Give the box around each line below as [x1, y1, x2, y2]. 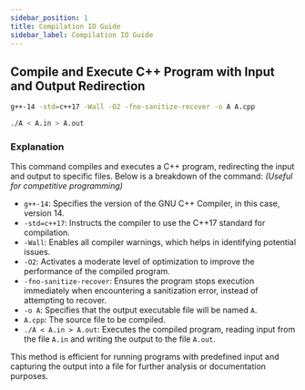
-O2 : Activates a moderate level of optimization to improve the [23, 256, 255, 267]
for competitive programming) [10, 180, 124, 191]
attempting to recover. [23, 295, 107, 306]
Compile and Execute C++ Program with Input [10, 64, 276, 79]
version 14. [23, 208, 65, 219]
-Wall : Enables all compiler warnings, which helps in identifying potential [23, 237, 297, 248]
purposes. [10, 371, 49, 382]
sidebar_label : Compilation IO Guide [10, 30, 154, 39]
